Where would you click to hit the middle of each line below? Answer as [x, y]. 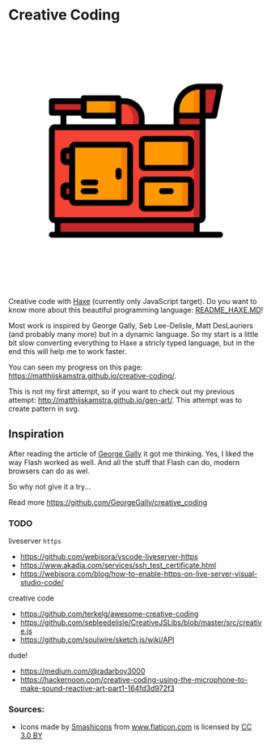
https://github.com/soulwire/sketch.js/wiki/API [97, 640]
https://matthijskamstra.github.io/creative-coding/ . [92, 375]
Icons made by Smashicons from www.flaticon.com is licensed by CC [136, 727]
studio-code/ [42, 583]
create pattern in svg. [44, 408]
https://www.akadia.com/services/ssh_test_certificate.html [118, 566]
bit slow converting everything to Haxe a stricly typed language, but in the [131, 343]
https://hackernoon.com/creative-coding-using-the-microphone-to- [134, 680]
